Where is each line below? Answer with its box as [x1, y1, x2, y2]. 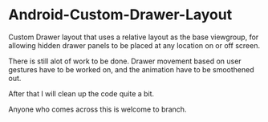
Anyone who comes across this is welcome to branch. [8, 104, 187, 114]
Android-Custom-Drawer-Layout [8, 6, 233, 24]
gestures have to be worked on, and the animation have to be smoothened [8, 64, 254, 74]
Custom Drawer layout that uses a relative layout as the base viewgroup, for [8, 32, 259, 42]
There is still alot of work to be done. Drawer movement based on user [8, 56, 242, 66]
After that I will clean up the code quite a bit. [8, 88, 155, 98]
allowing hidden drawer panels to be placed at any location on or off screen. [8, 40, 261, 50]
